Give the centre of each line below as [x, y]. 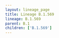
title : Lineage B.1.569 [30, 14]
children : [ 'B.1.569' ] [29, 28]
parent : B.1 [17, 23]
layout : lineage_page [28, 10]
